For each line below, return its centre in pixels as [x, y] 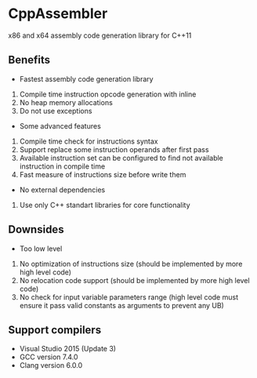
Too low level [41, 249]
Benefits [29, 60]
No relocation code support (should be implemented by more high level [134, 280]
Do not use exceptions [56, 111]
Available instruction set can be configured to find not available [121, 158]
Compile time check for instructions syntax [89, 141]
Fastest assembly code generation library [87, 78]
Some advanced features [60, 125]
